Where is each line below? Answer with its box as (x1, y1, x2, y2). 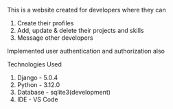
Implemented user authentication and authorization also (7, 47, 165, 55)
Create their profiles (16, 19, 74, 27)
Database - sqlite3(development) (16, 88, 111, 96)
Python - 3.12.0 (16, 81, 60, 88)
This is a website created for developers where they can (7, 6, 166, 14)
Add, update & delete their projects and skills (16, 27, 144, 34)
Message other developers (16, 34, 93, 42)
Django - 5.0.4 (16, 73, 58, 82)
